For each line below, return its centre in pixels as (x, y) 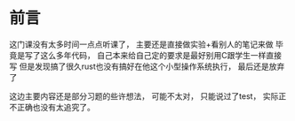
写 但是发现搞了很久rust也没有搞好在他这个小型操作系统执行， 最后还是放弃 (147, 66)
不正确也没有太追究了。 (52, 107)
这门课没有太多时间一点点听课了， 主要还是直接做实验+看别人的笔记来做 (141, 44)
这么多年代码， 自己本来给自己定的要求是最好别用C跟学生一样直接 (161, 55)
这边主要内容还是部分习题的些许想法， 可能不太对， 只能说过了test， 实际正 (148, 96)
